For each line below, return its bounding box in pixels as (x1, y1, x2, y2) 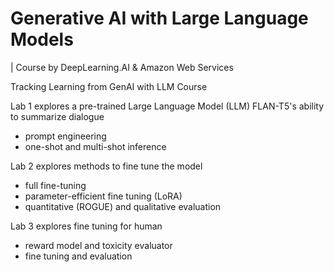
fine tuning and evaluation (24, 250, 133, 262)
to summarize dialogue (10, 110, 105, 122)
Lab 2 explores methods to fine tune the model (10, 160, 203, 172)
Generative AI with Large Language (10, 7, 309, 30)
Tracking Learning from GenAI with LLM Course (10, 80, 208, 92)
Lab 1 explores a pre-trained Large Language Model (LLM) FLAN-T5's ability (10, 100, 325, 112)
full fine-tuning (24, 179, 87, 191)
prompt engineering (24, 130, 107, 142)
